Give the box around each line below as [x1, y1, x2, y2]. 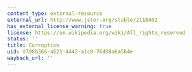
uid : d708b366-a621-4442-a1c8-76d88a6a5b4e [7, 49, 134, 56]
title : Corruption [7, 42, 60, 49]
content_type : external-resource [7, 10, 103, 17]
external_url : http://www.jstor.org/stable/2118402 [7, 16, 158, 23]
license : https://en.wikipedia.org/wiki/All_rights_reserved [7, 29, 186, 36]
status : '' [7, 36, 38, 43]
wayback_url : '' [7, 55, 53, 62]
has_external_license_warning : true [7, 23, 112, 29]
